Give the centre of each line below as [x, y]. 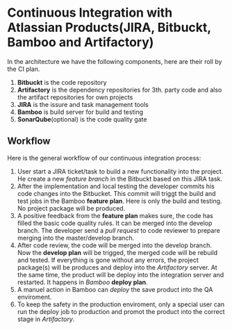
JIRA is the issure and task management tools [83, 104]
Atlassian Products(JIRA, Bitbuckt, [109, 27]
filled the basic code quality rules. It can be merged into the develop [115, 223]
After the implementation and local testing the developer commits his [116, 186]
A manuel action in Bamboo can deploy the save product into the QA [115, 289]
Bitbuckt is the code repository [62, 82]
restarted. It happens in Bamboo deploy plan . [82, 282]
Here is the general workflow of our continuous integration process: [104, 158]
